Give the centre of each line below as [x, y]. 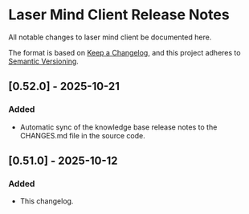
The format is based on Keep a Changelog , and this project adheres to [124, 52]
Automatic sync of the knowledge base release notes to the [118, 127]
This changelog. [47, 201]
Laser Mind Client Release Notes [119, 15]
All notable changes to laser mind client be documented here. [110, 37]
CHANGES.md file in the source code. [83, 135]
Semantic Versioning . [43, 61]
